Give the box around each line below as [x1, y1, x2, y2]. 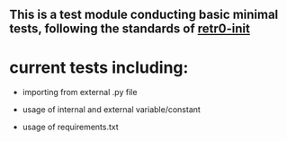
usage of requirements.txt [22, 121, 119, 133]
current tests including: [9, 57, 189, 77]
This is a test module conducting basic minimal [9, 7, 279, 22]
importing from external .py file [22, 87, 138, 98]
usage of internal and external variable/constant [22, 104, 201, 115]
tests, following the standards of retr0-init [9, 22, 250, 37]
